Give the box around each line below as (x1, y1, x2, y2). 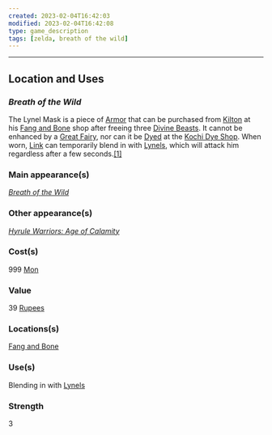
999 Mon (8, 264, 39, 274)
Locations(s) (8, 323, 59, 335)
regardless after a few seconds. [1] (8, 149, 122, 158)
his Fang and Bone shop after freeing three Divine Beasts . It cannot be (8, 123, 243, 133)
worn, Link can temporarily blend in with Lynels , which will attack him (8, 140, 240, 150)
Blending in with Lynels (8, 380, 86, 390)
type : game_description (8, 27, 89, 35)
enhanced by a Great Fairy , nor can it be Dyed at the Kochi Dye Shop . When (8, 131, 261, 141)
